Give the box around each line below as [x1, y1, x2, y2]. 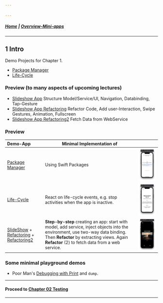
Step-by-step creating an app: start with [45, 219, 128, 225]
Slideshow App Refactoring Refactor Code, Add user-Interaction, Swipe [12, 106, 155, 112]
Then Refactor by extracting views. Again [45, 235, 128, 240]
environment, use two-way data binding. [45, 229, 127, 235]
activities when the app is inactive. [45, 199, 114, 205]
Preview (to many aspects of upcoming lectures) [5, 84, 122, 91]
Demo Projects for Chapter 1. [5, 58, 63, 64]
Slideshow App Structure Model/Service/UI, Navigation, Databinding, [12, 95, 150, 101]
